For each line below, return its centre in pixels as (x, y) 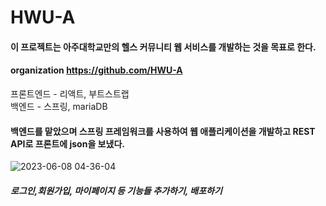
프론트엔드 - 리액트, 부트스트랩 (70, 93)
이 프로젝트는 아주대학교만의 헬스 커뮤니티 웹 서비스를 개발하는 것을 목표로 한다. (163, 47)
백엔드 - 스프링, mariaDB (59, 106)
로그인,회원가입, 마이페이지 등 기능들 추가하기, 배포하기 (116, 190)
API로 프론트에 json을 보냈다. (67, 143)
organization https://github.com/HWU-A (96, 70)
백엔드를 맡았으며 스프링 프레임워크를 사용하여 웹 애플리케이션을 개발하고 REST (163, 131)
